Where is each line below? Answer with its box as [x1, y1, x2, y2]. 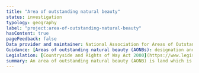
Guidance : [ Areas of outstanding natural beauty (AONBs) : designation [6, 47, 184, 53]
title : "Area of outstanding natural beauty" [6, 8, 120, 15]
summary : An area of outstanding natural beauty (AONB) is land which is [6, 58, 192, 64]
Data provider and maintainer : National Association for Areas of [6, 42, 174, 48]
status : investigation [6, 14, 62, 20]
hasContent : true [6, 31, 49, 36]
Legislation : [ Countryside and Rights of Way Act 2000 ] [6, 52, 147, 58]
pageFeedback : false [6, 36, 57, 42]
